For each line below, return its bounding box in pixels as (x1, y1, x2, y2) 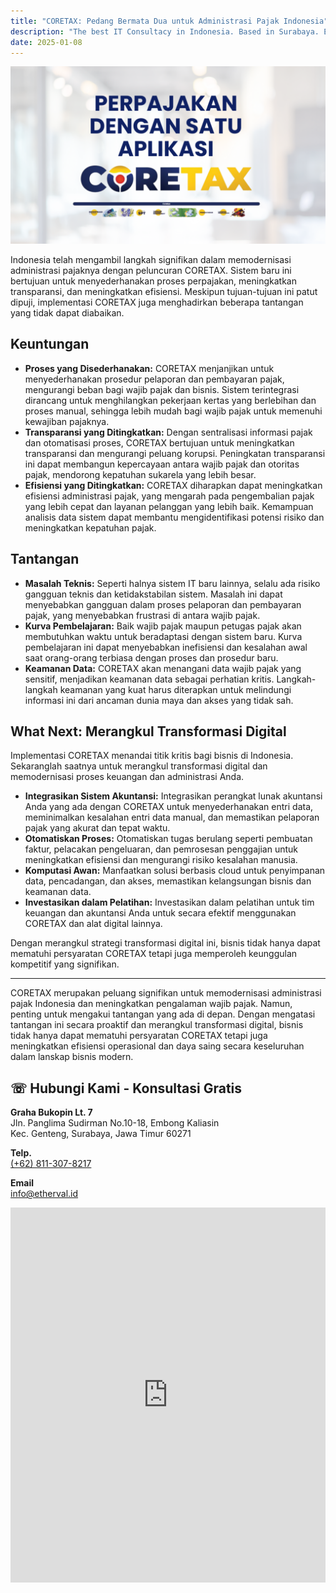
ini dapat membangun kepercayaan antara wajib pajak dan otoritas (24, 458, 300, 470)
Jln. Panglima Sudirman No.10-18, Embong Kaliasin (10, 1117, 220, 1129)
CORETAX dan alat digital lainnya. (24, 918, 163, 930)
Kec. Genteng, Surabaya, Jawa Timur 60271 (10, 1128, 192, 1140)
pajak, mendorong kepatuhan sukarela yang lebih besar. (24, 468, 257, 480)
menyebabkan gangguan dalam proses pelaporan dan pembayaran (24, 598, 302, 610)
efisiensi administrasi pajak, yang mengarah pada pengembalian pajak (24, 490, 315, 502)
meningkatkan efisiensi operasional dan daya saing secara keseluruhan (10, 1040, 305, 1052)
